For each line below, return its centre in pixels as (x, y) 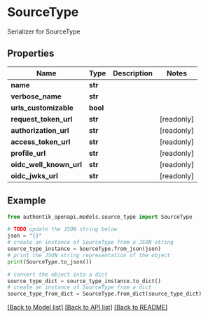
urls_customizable (42, 108)
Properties (31, 53)
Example (27, 201)
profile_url (28, 153)
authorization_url (40, 130)
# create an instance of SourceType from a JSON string (90, 243)
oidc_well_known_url (47, 164)
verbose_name (36, 96)
